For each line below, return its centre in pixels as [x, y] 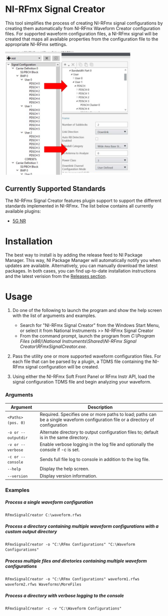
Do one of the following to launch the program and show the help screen [87, 310]
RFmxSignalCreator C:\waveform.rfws [43, 515]
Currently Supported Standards [55, 188]
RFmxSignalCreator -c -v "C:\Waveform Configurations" [63, 608]
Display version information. [68, 475]
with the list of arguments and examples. [54, 315]
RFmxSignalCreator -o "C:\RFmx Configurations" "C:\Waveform [70, 544]
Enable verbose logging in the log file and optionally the [97, 444]
